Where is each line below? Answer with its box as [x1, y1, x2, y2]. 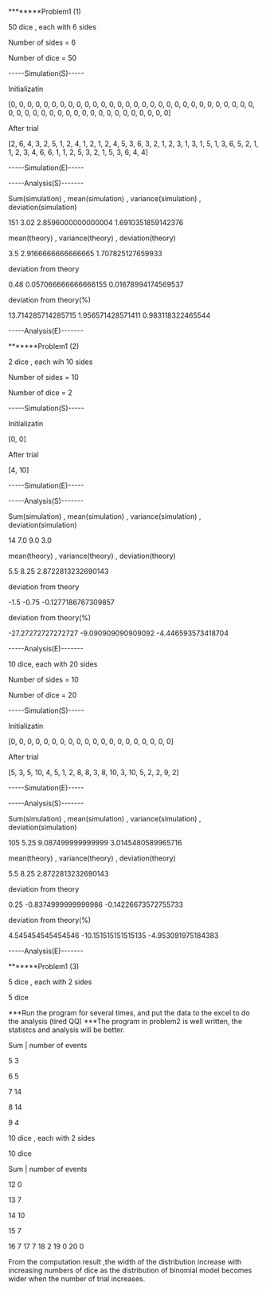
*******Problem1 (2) [8, 342, 80, 350]
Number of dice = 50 [8, 53, 77, 62]
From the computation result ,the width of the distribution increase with [8, 1257, 242, 1266]
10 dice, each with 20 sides [8, 659, 98, 669]
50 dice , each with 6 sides [8, 22, 97, 31]
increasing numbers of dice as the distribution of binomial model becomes [8, 1265, 252, 1275]
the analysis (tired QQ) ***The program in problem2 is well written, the [8, 1017, 243, 1026]
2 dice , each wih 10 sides [8, 357, 93, 366]
